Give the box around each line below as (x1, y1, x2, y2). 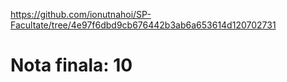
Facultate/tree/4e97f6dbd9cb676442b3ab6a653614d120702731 (10, 19, 277, 31)
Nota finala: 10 (10, 54, 133, 77)
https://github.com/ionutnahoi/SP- (10, 9, 152, 20)
